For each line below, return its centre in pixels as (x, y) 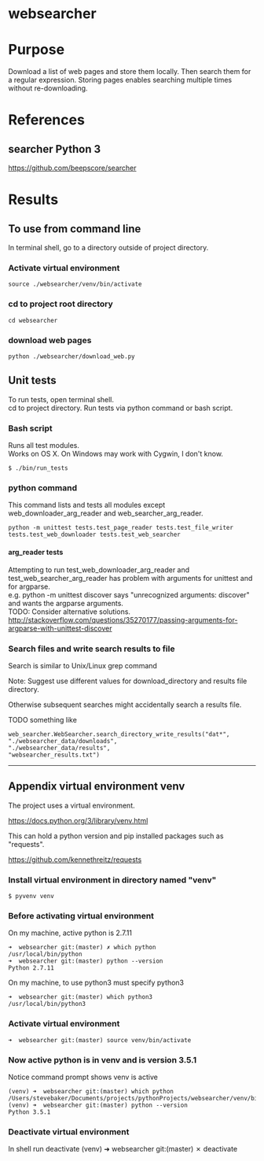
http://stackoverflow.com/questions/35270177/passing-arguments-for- (123, 619)
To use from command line (75, 229)
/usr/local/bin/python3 (47, 1004)
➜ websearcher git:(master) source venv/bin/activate (100, 1040)
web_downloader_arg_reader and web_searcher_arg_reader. (106, 513)
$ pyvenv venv (31, 897)
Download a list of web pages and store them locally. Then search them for (130, 72)
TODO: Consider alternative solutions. (70, 612)
